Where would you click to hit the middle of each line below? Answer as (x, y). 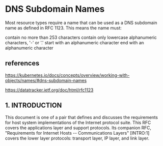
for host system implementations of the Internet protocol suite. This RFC (78, 122)
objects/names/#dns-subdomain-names (46, 80)
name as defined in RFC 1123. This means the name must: (63, 28)
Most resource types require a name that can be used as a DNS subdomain (81, 23)
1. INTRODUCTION (34, 105)
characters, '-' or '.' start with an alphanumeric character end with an (75, 42)
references (22, 63)
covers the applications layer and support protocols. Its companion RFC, (78, 128)
